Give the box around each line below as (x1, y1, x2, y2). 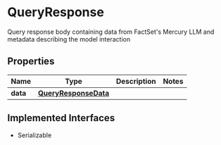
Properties (7, 56, 55, 68)
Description (115, 76, 156, 86)
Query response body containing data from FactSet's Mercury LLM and (7, 27, 215, 36)
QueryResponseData (37, 88, 110, 98)
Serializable (17, 131, 52, 139)
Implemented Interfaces (7, 112, 115, 124)
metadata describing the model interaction (7, 34, 131, 43)
